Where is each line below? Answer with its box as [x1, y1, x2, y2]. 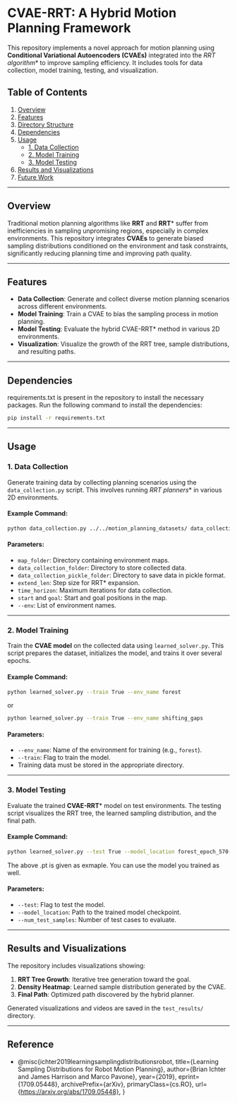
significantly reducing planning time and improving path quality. [7, 249, 192, 258]
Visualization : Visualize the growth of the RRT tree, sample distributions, [17, 340, 230, 348]
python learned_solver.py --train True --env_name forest [7, 688, 181, 695]
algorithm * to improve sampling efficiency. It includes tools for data [7, 58, 203, 67]
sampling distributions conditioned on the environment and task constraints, [7, 241, 229, 250]
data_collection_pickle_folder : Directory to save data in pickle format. [17, 571, 226, 579]
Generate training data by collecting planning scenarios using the [7, 478, 197, 486]
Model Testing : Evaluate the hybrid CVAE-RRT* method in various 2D [17, 325, 220, 333]
